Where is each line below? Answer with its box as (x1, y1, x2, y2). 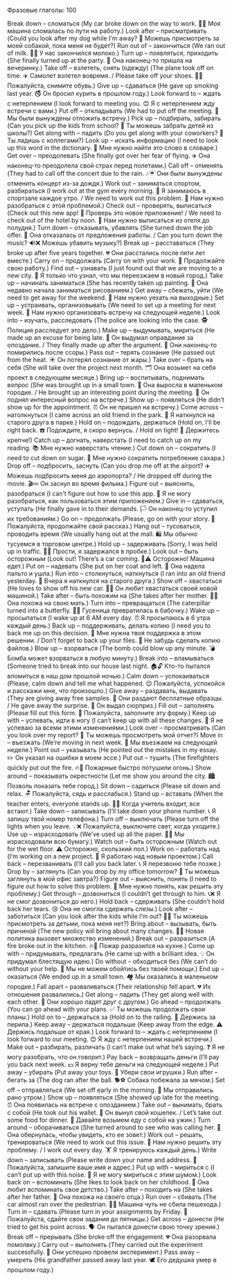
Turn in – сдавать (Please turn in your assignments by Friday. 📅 (7, 1207, 188, 1216)
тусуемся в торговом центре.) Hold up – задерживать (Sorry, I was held (7, 540, 218, 548)
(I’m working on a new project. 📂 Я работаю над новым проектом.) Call (7, 852, 213, 860)
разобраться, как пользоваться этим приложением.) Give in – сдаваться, (7, 497, 225, 505)
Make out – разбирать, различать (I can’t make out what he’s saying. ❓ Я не (7, 1043, 225, 1051)
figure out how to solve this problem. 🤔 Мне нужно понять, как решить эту (7, 882, 224, 890)
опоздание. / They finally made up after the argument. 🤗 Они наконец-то (7, 341, 217, 349)
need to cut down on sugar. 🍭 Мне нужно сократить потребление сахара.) (7, 454, 225, 462)
